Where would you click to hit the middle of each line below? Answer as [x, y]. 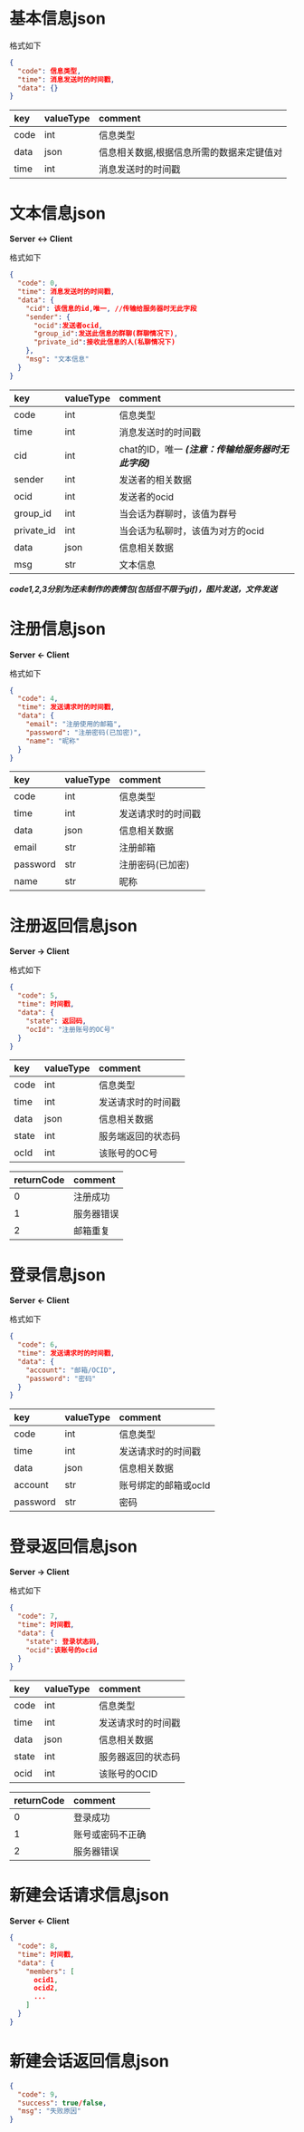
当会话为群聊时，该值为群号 [178, 513]
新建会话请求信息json [89, 1895]
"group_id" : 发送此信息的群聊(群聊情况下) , [105, 334]
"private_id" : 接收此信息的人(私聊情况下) [104, 342]
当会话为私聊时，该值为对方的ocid [192, 531]
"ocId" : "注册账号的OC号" [70, 1029]
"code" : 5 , [38, 996]
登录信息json [57, 1275]
